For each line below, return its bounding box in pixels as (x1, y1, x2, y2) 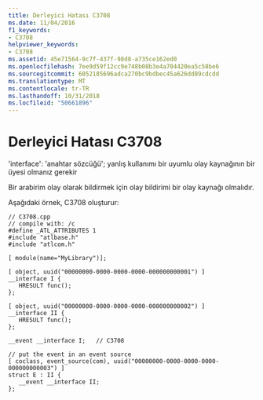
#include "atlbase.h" (8, 233, 79, 242)
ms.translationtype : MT (8, 77, 86, 85)
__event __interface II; (18, 378, 100, 386)
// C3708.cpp (8, 213, 51, 221)
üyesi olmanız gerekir (8, 167, 78, 177)
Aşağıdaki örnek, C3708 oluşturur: (8, 198, 119, 207)
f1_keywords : (8, 26, 51, 34)
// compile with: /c (8, 220, 76, 228)
